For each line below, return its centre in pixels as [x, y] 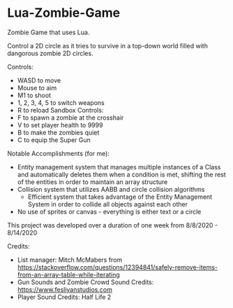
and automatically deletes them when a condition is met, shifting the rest [122, 174]
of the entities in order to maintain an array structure [92, 182]
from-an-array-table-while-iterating [68, 274]
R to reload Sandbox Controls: [60, 110]
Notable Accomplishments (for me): [59, 153]
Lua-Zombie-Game [64, 13]
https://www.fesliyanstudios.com [65, 289]
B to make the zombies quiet [58, 132]
